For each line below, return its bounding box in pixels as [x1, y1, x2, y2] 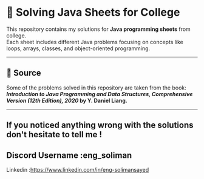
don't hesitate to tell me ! [6, 129, 102, 140]
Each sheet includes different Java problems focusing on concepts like [6, 38, 183, 45]
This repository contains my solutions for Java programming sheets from [6, 25, 191, 33]
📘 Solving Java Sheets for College [6, 5, 180, 19]
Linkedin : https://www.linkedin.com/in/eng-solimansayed [6, 166, 149, 173]
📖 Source [6, 68, 41, 78]
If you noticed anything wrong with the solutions [6, 120, 194, 131]
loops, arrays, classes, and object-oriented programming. [6, 45, 151, 52]
